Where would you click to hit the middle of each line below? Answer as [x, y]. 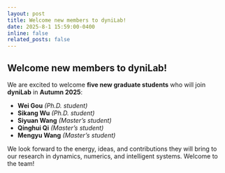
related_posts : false [39, 40]
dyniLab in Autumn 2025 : [45, 92]
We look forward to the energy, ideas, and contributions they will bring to [112, 149]
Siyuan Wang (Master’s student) [64, 120]
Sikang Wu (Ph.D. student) [56, 113]
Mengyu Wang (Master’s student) [66, 135]
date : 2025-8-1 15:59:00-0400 [51, 27]
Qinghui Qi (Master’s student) [60, 128]
